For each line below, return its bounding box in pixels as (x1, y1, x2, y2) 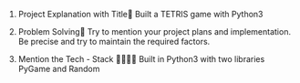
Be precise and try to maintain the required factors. (17, 36, 211, 47)
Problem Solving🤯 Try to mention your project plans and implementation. (17, 26, 292, 36)
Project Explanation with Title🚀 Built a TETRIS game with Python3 (17, 9, 264, 19)
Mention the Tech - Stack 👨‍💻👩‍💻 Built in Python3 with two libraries (17, 54, 265, 64)
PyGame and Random (17, 64, 100, 74)
